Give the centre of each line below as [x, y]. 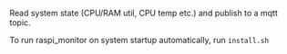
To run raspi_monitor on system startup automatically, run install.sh [139, 40]
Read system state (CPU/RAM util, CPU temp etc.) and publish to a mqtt [143, 13]
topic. [20, 22]
